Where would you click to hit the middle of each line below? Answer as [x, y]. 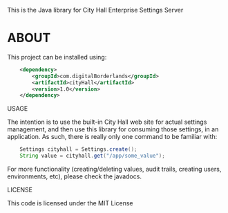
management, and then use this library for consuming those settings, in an [113, 129]
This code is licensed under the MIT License [70, 203]
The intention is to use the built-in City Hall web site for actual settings [107, 122]
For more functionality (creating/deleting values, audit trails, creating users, [114, 169]
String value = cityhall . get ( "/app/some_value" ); [93, 156]
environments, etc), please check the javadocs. [74, 176]
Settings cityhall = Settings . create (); [78, 149]
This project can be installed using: [57, 57]
